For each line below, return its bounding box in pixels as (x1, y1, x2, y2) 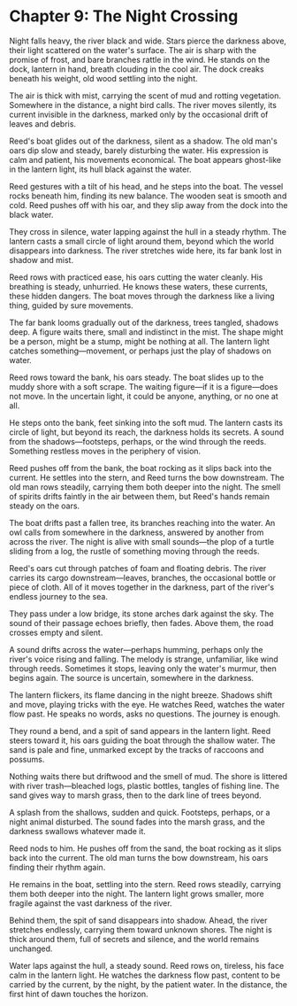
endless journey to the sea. (9, 591, 109, 601)
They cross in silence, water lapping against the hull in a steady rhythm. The (9, 226, 287, 236)
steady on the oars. (9, 500, 80, 511)
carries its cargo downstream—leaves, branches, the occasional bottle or (9, 572, 277, 583)
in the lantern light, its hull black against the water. (9, 164, 192, 174)
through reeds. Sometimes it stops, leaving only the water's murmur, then (9, 662, 277, 674)
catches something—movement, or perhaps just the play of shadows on (9, 345, 271, 356)
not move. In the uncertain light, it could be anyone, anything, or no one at (9, 391, 278, 401)
